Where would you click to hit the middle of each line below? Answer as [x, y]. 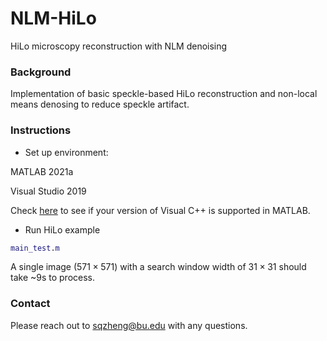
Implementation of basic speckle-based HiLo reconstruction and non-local [164, 94]
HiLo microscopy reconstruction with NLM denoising [119, 46]
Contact [30, 304]
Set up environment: [66, 152]
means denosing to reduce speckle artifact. [100, 104]
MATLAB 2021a [42, 171]
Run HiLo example [62, 229]
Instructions [41, 130]
